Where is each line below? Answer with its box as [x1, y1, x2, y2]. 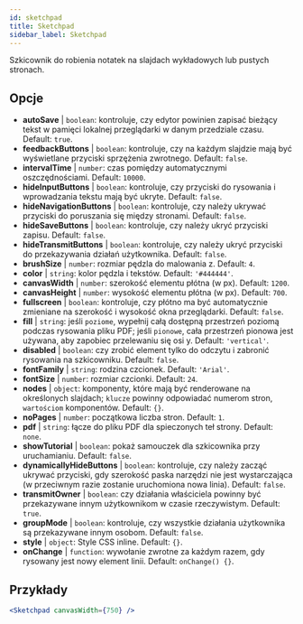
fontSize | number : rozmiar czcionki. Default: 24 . [22, 374, 198, 385]
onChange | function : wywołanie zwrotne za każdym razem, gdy [22, 546, 265, 557]
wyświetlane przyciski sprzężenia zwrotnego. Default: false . [22, 153, 248, 163]
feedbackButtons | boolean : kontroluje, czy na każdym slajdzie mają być [22, 144, 293, 154]
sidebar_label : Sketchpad [9, 30, 106, 39]
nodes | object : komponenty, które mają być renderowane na [22, 383, 251, 394]
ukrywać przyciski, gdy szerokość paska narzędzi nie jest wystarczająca [22, 470, 293, 480]
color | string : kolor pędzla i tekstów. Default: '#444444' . [22, 268, 234, 279]
